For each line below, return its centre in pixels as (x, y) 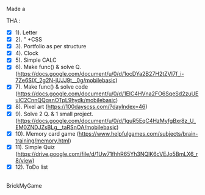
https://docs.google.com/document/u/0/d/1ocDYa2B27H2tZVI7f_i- (101, 74)
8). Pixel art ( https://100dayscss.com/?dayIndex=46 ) (81, 107)
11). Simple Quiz (35, 147)
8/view (24, 160)
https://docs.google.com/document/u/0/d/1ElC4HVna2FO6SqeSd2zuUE (108, 94)
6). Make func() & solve (45, 67)
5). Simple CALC (36, 60)
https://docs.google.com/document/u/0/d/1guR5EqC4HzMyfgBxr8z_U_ (107, 120)
